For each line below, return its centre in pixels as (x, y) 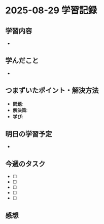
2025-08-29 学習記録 (51, 10)
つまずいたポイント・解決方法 (52, 90)
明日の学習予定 (29, 134)
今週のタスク (25, 164)
